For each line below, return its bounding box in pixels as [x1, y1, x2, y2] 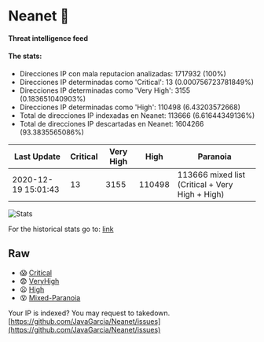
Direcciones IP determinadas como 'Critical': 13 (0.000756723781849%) [19, 77, 254, 86]
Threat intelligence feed [8, 33, 89, 42]
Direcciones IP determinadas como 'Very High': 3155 [19, 86, 191, 95]
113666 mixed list [177, 169, 246, 180]
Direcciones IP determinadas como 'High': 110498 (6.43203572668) [19, 102, 241, 112]
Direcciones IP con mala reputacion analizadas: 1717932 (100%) [19, 68, 226, 78]
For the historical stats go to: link [8, 224, 114, 234]
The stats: [8, 51, 42, 61]
